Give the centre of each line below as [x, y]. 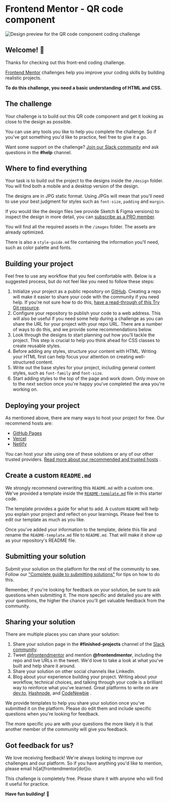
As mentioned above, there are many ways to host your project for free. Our [85, 418]
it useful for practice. [27, 784]
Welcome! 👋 [25, 50]
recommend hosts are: [29, 423]
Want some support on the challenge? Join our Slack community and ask [82, 147]
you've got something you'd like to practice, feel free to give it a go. [76, 137]
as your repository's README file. [41, 540]
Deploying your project [43, 405]
